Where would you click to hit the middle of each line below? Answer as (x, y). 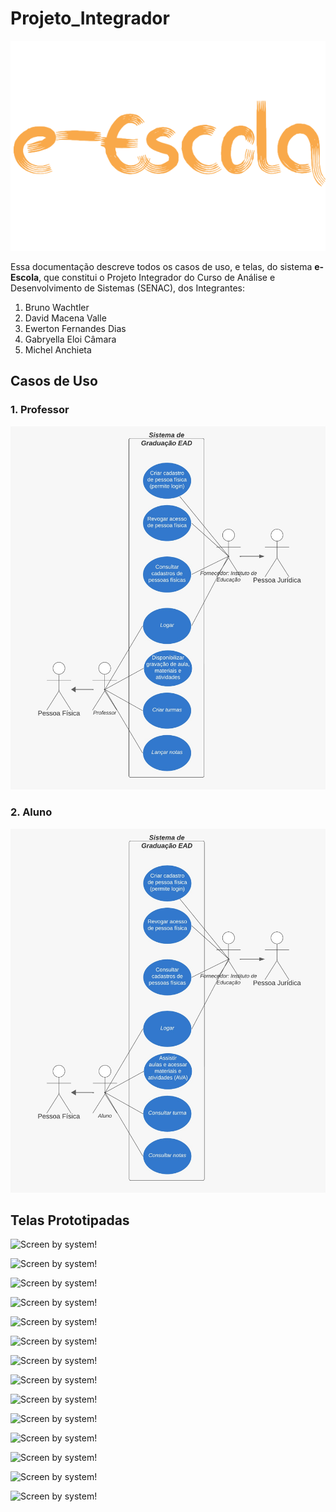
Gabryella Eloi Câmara (70, 339)
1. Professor (40, 410)
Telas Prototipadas (70, 1220)
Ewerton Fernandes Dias (75, 328)
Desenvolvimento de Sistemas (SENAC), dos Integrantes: (128, 288)
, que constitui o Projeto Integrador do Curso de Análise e (157, 277)
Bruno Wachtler (57, 307)
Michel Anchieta (58, 349)
